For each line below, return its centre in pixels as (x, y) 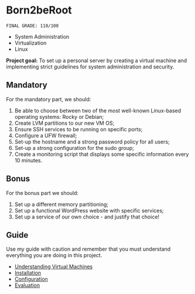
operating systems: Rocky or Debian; (59, 117)
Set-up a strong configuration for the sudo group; (74, 148)
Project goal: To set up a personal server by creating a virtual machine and (97, 60)
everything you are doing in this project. (54, 255)
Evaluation (27, 285)
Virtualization (30, 43)
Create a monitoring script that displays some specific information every (102, 154)
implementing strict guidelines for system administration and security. (90, 66)
